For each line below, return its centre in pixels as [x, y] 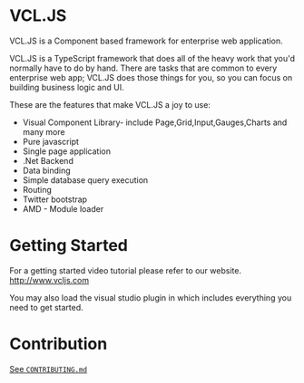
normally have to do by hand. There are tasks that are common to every [143, 68]
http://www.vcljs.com [49, 280]
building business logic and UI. [67, 87]
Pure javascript [51, 141]
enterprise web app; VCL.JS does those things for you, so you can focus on [151, 77]
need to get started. [46, 307]
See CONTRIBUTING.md [49, 369]
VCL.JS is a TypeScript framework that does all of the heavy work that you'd [152, 58]
